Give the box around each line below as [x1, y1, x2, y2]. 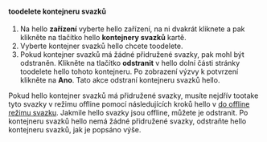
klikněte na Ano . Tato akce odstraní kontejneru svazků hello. [19, 75, 220, 85]
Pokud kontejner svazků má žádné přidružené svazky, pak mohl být [19, 50, 245, 59]
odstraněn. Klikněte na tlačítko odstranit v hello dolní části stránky [19, 59, 240, 68]
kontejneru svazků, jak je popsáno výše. [8, 125, 142, 135]
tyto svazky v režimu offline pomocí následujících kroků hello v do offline [8, 99, 250, 109]
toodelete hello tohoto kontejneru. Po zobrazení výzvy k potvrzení [19, 67, 239, 76]
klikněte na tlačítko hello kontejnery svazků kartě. [19, 33, 187, 43]
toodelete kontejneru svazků [8, 6, 107, 16]
